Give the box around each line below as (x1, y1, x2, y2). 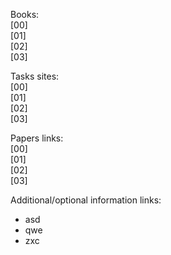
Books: (10, 9, 40, 20)
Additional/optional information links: (10, 194, 162, 206)
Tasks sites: (10, 70, 60, 82)
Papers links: (10, 132, 64, 144)
